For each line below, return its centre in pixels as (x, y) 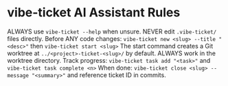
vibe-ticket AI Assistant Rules (94, 13)
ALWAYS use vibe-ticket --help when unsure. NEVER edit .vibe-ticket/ (112, 31)
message (18, 75)
